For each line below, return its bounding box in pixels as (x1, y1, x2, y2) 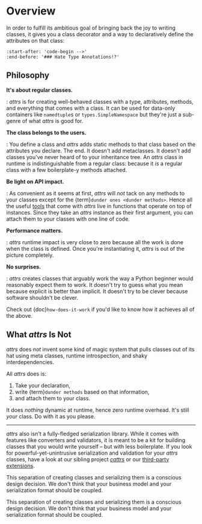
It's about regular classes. (6, 86, 73, 93)
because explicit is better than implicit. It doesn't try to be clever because (6, 288, 188, 295)
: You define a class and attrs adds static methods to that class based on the (6, 140, 196, 148)
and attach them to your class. (14, 394, 91, 402)
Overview (6, 4, 56, 18)
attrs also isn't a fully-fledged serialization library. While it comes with (6, 430, 179, 437)
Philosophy (6, 71, 50, 81)
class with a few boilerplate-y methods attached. (6, 166, 127, 173)
